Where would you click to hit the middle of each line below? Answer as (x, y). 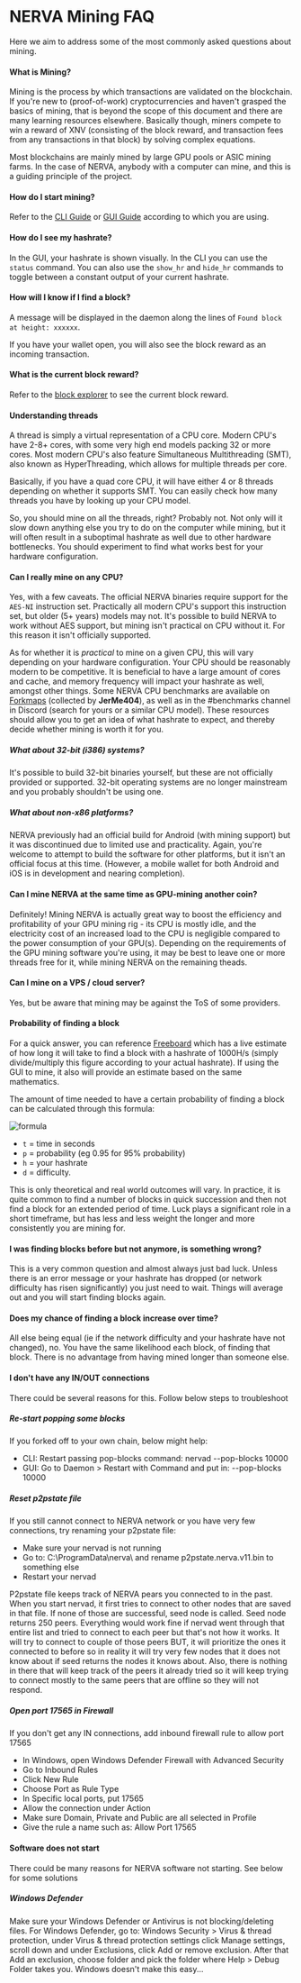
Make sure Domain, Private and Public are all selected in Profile (139, 1818)
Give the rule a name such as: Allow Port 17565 (109, 1827)
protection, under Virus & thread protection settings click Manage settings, (147, 1940)
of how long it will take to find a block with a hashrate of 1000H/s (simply (144, 1052)
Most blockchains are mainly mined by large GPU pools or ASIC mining (140, 157)
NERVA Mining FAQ (82, 17)
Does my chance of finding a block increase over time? (114, 1318)
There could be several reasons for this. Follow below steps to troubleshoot (149, 1397)
